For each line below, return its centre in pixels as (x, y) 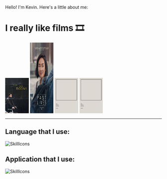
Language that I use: (38, 132)
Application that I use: (40, 159)
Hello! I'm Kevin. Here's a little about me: (47, 7)
